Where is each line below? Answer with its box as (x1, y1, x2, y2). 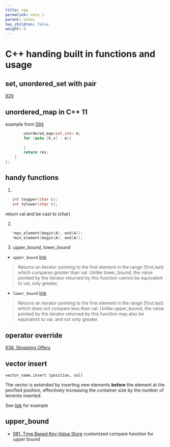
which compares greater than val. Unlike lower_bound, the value (17, 269, 153, 275)
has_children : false (5, 21, 49, 27)
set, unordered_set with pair (5, 79, 97, 88)
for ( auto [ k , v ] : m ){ (23, 135, 72, 141)
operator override (5, 331, 63, 340)
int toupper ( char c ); (12, 197, 58, 202)
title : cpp (5, 7, 29, 13)
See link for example (5, 403, 48, 408)
